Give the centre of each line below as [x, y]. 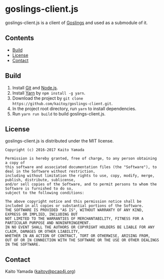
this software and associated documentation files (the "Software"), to [81, 167]
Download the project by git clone [48, 98]
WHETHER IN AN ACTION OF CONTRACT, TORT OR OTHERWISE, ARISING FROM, [78, 236]
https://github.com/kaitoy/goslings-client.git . [62, 103]
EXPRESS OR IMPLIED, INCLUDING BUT [41, 215]
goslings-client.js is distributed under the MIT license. [59, 141]
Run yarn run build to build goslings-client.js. [59, 113]
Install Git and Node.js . [35, 87]
